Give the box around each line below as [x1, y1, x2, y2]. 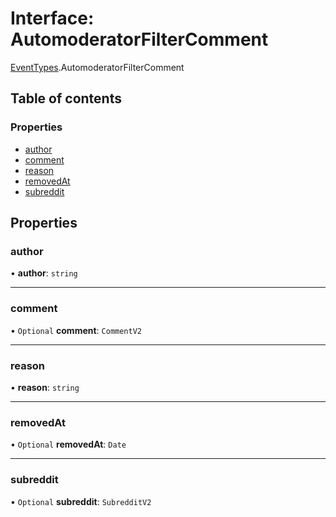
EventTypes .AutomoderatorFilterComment [10, 61, 185, 73]
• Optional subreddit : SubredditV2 [10, 495, 152, 507]
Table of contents [10, 90, 122, 107]
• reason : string [10, 381, 80, 393]
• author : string [10, 267, 78, 279]
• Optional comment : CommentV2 [10, 324, 143, 336]
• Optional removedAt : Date [10, 438, 127, 451]
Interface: [10, 7, 95, 30]
